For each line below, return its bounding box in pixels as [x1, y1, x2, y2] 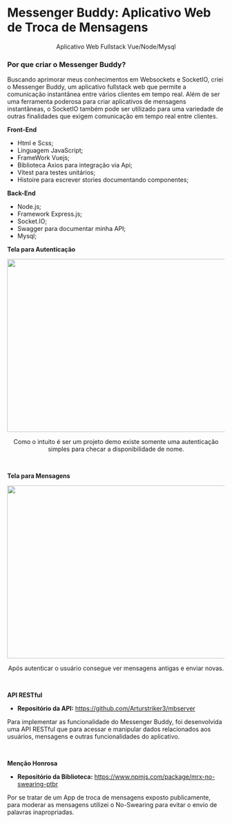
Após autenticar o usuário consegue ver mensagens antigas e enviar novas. [8, 664, 224, 672]
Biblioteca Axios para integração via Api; [17, 161, 133, 169]
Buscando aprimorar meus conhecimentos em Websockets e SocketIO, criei [7, 75, 224, 84]
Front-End [7, 126, 37, 134]
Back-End [7, 189, 36, 198]
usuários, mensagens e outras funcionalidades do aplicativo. [7, 732, 180, 741]
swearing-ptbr [17, 780, 59, 788]
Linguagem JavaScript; [17, 147, 84, 155]
